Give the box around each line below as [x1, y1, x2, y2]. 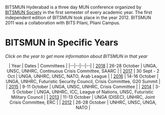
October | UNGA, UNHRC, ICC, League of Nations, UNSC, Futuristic [16, 88, 154, 95]
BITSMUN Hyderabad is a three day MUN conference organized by [5, 4, 142, 10]
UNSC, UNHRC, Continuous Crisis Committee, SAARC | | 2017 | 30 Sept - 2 [6, 68, 160, 74]
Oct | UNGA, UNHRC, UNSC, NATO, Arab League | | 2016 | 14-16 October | [7, 73, 159, 79]
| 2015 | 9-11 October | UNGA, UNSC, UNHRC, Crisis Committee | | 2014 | [5, 84, 155, 89]
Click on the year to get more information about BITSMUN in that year [5, 53, 148, 59]
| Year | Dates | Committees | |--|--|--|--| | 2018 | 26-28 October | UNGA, [8, 62, 158, 68]
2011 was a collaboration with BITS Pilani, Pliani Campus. [5, 20, 121, 26]
